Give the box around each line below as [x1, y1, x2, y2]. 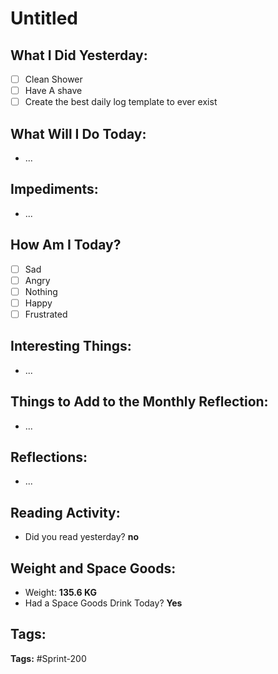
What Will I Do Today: [10, 125, 147, 142]
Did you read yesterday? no [24, 531, 140, 543]
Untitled [10, 7, 79, 30]
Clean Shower [24, 73, 83, 85]
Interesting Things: [10, 338, 132, 355]
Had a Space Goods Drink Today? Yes [24, 597, 183, 609]
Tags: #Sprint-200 [10, 652, 87, 664]
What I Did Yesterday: [10, 47, 148, 64]
